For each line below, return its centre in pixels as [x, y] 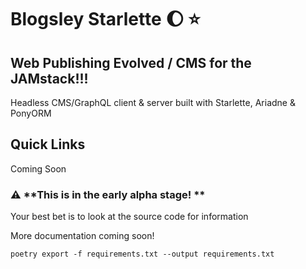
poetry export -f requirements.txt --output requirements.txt [142, 254]
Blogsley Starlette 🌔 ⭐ [105, 19]
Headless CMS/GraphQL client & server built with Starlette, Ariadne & [153, 102]
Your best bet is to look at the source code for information [129, 217]
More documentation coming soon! [82, 236]
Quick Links [48, 144]
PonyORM [31, 113]
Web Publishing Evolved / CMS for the [131, 62]
